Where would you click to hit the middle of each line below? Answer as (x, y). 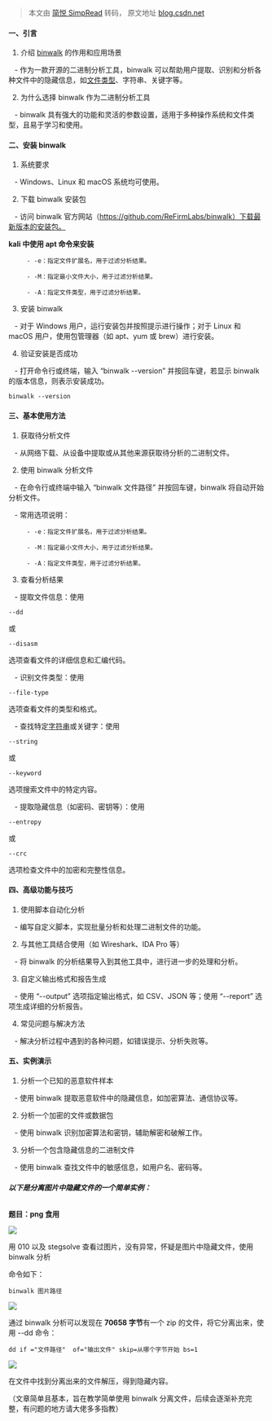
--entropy (25, 822)
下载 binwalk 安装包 (53, 200)
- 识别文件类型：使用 (49, 677)
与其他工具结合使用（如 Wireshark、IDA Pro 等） (102, 944)
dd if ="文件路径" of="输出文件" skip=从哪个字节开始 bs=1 (103, 1350)
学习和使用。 (65, 125)
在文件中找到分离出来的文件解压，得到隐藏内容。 (90, 1381)
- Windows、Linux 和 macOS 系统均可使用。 (89, 182)
